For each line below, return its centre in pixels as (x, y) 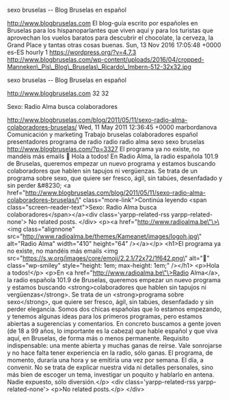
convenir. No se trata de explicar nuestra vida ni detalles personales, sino (110, 367)
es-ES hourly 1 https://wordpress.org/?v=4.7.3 (72, 52)
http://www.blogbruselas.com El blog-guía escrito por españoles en (103, 23)
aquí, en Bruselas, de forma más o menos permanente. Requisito (98, 338)
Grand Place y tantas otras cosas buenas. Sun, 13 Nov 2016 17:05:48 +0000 (114, 45)
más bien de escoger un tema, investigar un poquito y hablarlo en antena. (111, 375)
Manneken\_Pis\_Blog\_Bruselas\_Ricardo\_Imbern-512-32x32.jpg (99, 67)
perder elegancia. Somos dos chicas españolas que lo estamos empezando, (114, 309)
